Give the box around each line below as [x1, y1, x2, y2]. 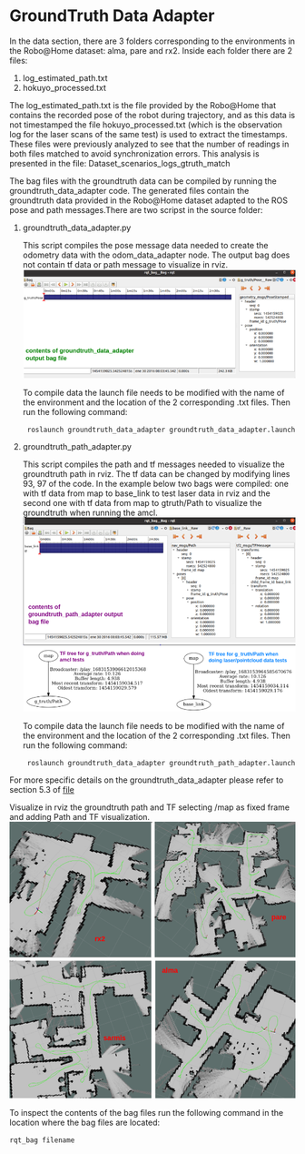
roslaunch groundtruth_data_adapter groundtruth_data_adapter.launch [26, 425, 296, 435]
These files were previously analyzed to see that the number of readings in [9, 138, 290, 149]
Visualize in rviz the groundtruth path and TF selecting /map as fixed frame [9, 802, 290, 813]
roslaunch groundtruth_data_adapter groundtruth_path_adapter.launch [26, 759, 296, 768]
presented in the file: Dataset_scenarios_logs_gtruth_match [9, 157, 231, 168]
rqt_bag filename [9, 1136, 75, 1145]
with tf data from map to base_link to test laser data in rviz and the [22, 488, 271, 499]
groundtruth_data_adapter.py [22, 222, 132, 233]
